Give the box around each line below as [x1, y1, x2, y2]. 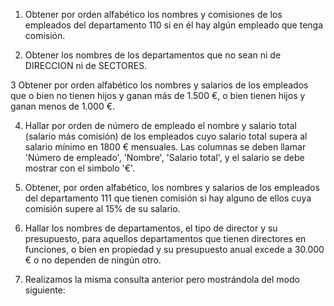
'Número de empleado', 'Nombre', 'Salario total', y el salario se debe [24, 152, 305, 163]
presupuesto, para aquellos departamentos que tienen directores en [24, 233, 307, 244]
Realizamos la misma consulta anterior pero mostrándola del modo [24, 274, 300, 285]
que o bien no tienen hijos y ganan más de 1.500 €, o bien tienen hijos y [10, 90, 306, 101]
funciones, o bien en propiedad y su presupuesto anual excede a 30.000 [24, 244, 325, 255]
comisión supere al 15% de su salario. [24, 203, 181, 214]
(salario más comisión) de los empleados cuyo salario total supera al [24, 130, 308, 142]
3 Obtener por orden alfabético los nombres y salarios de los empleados [10, 79, 309, 91]
